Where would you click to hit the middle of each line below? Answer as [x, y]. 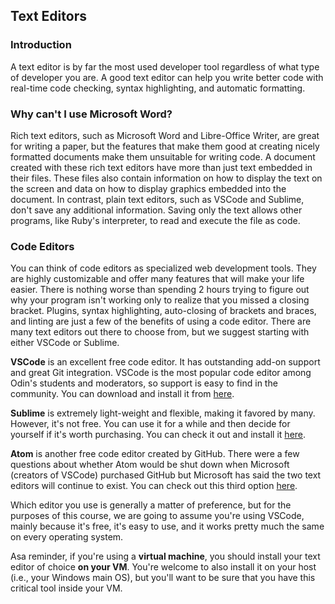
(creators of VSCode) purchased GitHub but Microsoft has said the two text [166, 475]
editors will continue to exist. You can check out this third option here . [154, 486]
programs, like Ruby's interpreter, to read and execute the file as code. [155, 220]
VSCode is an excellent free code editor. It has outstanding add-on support [165, 362]
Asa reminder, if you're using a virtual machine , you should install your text [165, 556]
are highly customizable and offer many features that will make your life [157, 279]
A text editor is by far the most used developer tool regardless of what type [165, 66]
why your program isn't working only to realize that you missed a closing [160, 300]
